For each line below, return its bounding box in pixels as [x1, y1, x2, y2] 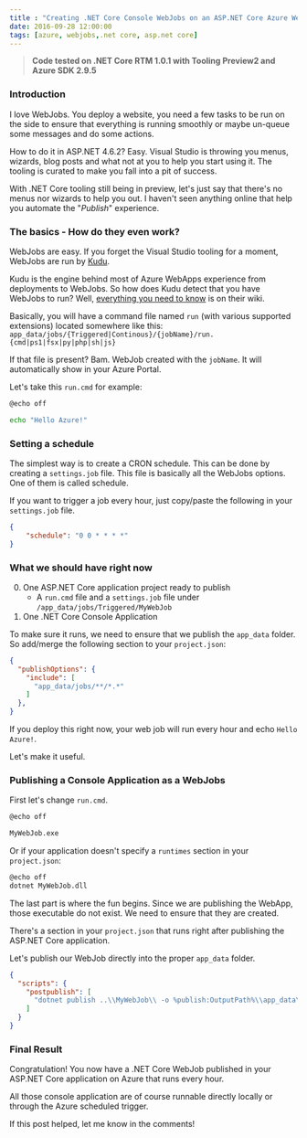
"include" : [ [26, 673, 76, 682]
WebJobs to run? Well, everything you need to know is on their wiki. [9, 292, 265, 303]
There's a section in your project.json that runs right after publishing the [9, 925, 285, 936]
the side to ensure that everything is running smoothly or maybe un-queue [9, 118, 291, 129]
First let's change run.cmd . [9, 794, 108, 805]
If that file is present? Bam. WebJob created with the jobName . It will [9, 354, 262, 365]
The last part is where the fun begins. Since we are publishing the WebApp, [9, 898, 294, 909]
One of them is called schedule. [9, 477, 130, 489]
